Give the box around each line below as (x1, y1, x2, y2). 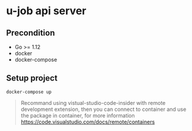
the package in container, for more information (20, 111, 135, 119)
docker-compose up (6, 89, 52, 95)
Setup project (6, 73, 58, 84)
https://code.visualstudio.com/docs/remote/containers (20, 118, 155, 125)
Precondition (6, 28, 55, 38)
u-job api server (6, 4, 87, 18)
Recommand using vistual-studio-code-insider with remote (20, 99, 166, 106)
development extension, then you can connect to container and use (20, 106, 187, 113)
